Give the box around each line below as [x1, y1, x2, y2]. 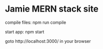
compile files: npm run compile [5, 19, 66, 25]
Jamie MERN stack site [5, 3, 99, 15]
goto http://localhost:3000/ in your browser [5, 38, 91, 44]
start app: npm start [5, 29, 44, 34]
